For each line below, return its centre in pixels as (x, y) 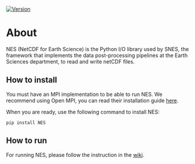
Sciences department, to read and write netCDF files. (70, 61)
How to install (32, 80)
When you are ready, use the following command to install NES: (83, 112)
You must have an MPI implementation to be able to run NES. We (84, 94)
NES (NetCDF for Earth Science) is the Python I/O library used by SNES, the (97, 49)
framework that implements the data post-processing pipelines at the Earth (97, 55)
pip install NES (26, 123)
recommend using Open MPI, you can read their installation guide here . (93, 101)
